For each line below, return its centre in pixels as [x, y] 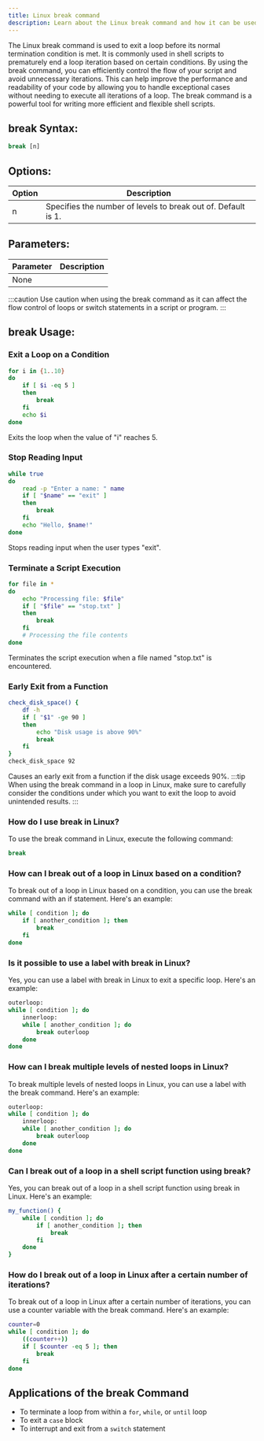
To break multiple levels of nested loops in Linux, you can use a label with [127, 1084]
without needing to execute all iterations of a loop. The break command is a [130, 95]
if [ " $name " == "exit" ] [65, 496]
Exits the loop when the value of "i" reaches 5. [83, 437]
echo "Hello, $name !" [57, 525]
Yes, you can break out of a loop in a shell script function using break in [124, 1188]
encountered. [30, 666]
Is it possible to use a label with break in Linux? [99, 963]
